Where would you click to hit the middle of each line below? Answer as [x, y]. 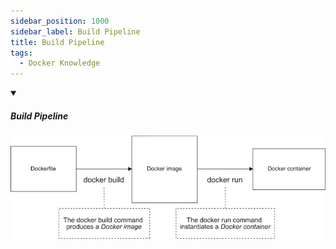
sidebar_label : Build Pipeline [75, 31]
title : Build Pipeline [57, 42]
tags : [21, 53]
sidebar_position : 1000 [60, 21]
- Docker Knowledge [60, 63]
